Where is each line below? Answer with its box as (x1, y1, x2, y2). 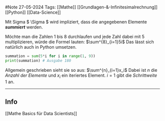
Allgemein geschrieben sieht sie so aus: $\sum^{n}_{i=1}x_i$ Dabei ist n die (5, 67, 158, 73)
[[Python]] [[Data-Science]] (5, 9, 61, 15)
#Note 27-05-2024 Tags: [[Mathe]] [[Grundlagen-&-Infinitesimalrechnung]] (5, 4, 158, 10)
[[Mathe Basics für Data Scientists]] (5, 111, 78, 117)
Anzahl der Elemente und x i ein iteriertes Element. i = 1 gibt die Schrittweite (5, 72, 157, 79)
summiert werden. (5, 24, 43, 30)
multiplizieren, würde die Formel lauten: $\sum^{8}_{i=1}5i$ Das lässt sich (5, 39, 154, 45)
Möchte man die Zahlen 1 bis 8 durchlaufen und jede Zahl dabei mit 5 (5, 34, 145, 39)
